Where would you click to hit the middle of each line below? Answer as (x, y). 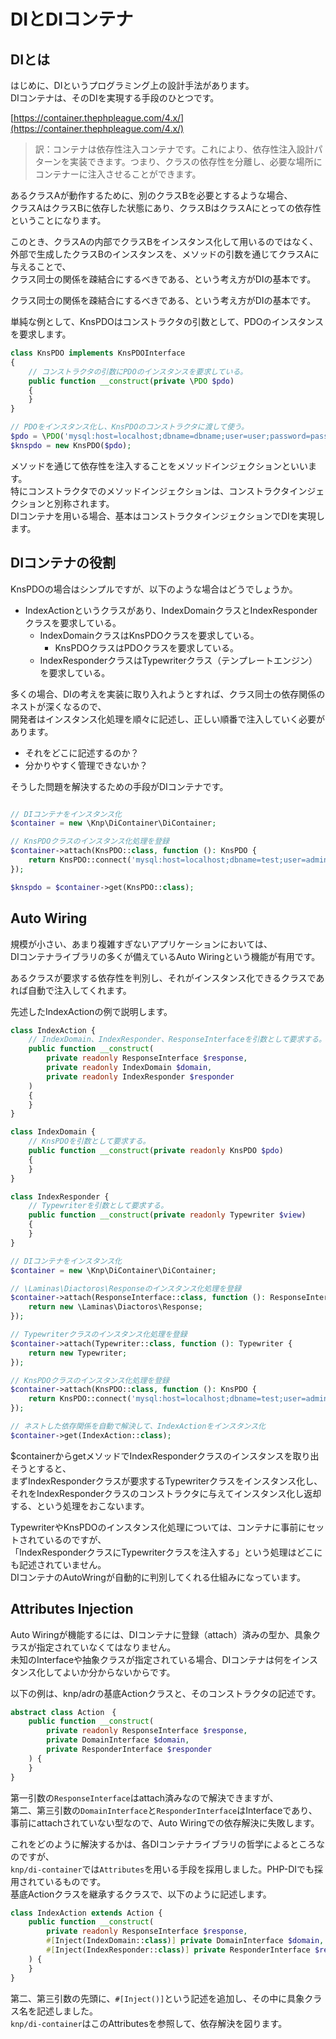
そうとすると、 (41, 1468)
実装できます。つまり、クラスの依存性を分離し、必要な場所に (196, 161)
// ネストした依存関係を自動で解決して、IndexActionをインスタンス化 (138, 1426)
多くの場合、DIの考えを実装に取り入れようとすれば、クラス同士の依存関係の (168, 694)
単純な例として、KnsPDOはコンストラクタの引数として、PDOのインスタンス (167, 321)
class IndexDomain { (53, 1132)
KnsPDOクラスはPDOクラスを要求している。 (146, 647)
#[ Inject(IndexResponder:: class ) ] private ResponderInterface (178, 1950)
